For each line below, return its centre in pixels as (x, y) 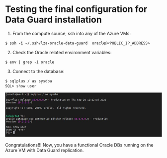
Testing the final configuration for (76, 9)
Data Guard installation (53, 20)
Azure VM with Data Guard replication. (44, 151)
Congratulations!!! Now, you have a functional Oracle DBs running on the (79, 145)
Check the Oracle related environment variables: (62, 52)
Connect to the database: (38, 71)
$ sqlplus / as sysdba (29, 81)
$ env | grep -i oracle (30, 62)
